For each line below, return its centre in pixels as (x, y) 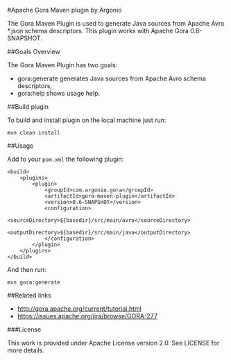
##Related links (29, 295)
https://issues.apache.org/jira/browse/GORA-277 (87, 316)
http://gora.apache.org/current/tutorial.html (79, 309)
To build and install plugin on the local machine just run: (87, 120)
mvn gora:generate (34, 282)
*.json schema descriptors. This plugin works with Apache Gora (98, 31)
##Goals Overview (34, 52)
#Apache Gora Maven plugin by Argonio (65, 10)
